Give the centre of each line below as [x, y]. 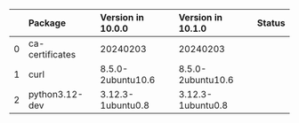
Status [271, 23]
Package [47, 23]
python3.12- [56, 94]
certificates [52, 54]
